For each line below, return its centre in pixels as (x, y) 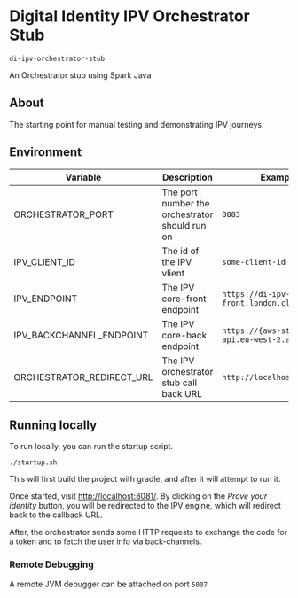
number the (186, 203)
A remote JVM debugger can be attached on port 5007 (109, 584)
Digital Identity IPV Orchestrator (129, 16)
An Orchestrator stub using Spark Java (80, 75)
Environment (46, 152)
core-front (184, 299)
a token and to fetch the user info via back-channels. (106, 541)
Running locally (53, 425)
